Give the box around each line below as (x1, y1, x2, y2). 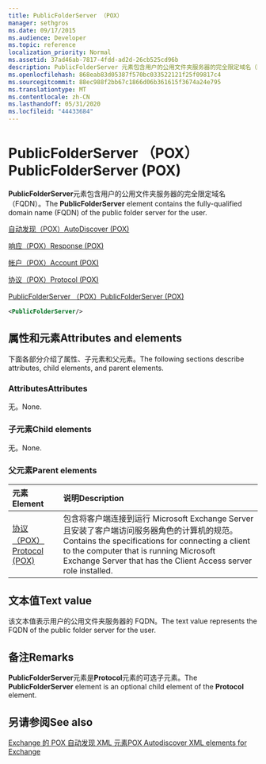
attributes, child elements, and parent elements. (8, 363, 164, 372)
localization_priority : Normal (8, 48, 112, 56)
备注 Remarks (8, 650, 74, 664)
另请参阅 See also (8, 716, 93, 729)
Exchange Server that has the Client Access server (63, 555, 253, 566)
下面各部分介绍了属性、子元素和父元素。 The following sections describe (8, 354, 245, 364)
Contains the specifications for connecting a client (63, 535, 251, 546)
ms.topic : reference (8, 41, 77, 49)
